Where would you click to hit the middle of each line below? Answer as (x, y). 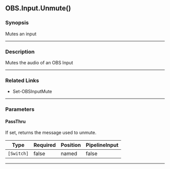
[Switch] (18, 154)
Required (45, 145)
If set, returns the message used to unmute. (51, 133)
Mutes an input (21, 34)
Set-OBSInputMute (32, 92)
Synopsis (17, 23)
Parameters (20, 109)
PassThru (16, 121)
